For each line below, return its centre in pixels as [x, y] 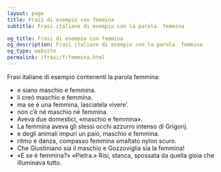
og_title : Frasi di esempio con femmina [65, 38]
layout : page [26, 13]
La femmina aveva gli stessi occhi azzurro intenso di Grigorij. [102, 126]
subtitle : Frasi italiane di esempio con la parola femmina [96, 26]
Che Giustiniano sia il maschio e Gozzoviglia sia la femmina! [101, 148]
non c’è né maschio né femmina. [62, 112]
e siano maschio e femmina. [56, 90]
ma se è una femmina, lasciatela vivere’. [73, 104]
